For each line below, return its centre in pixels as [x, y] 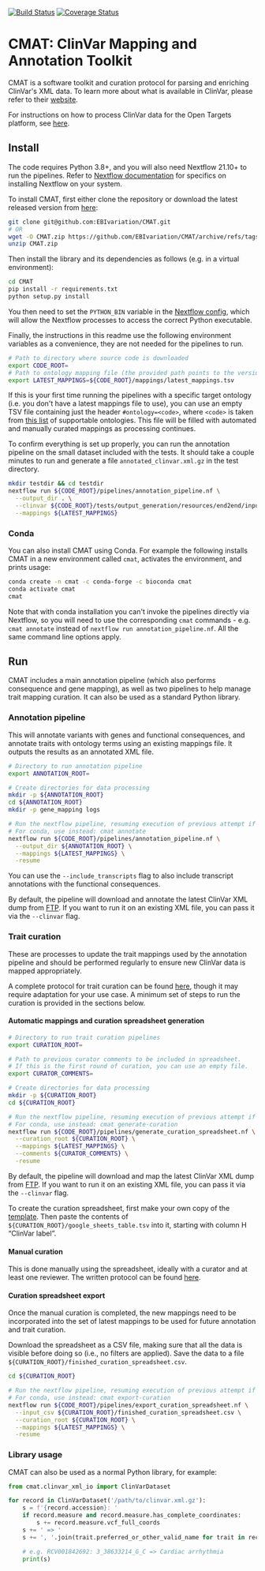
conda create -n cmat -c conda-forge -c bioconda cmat [100, 582]
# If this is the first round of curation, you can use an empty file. [128, 1067]
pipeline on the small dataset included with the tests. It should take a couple [131, 452]
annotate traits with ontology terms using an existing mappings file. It [120, 743]
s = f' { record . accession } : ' [70, 1508]
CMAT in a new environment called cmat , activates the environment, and [125, 559]
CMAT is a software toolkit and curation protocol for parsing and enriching [129, 82]
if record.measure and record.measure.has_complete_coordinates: [132, 1516]
